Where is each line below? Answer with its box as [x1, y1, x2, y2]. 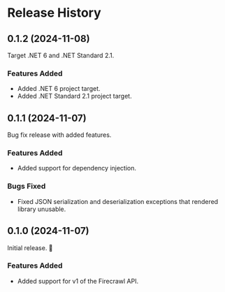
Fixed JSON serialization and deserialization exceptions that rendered [17, 197, 219, 205]
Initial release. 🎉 [7, 243, 54, 252]
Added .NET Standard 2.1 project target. [17, 92, 132, 101]
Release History [7, 5, 101, 21]
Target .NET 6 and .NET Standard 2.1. [7, 51, 115, 59]
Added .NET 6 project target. [17, 85, 101, 93]
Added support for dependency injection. [17, 164, 137, 173]
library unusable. [17, 205, 66, 213]
